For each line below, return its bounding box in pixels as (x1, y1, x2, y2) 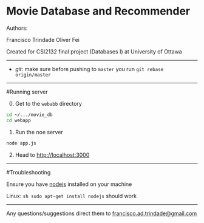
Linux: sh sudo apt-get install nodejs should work (6, 192, 137, 199)
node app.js (6, 140, 36, 146)
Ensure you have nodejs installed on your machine (6, 180, 132, 188)
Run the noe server (15, 128, 64, 136)
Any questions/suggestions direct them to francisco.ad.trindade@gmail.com (6, 210, 197, 217)
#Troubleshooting (6, 168, 51, 176)
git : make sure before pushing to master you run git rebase (15, 65, 164, 72)
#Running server (6, 88, 48, 95)
